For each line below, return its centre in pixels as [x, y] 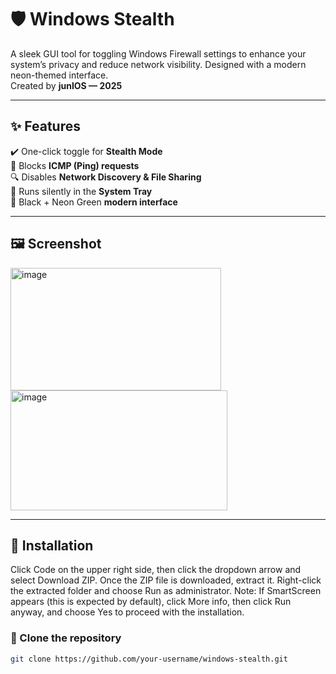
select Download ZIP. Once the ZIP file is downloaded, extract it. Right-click [166, 580]
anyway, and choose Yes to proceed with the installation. [127, 612]
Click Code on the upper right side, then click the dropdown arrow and [156, 570]
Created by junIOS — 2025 [66, 85]
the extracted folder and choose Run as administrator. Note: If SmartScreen [166, 591]
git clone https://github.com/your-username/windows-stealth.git [149, 659]
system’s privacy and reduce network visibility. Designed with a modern [158, 64]
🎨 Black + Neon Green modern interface [94, 202]
